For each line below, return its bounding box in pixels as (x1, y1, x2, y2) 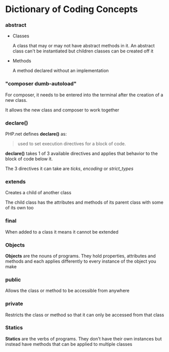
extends (5, 178, 26, 185)
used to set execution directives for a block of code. (17, 141, 126, 147)
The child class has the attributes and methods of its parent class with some (5, 199, 164, 205)
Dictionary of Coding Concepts (5, 4, 138, 15)
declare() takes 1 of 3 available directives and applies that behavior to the (5, 150, 158, 157)
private (5, 300, 24, 307)
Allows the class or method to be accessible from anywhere (5, 287, 130, 294)
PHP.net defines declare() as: (5, 131, 67, 137)
